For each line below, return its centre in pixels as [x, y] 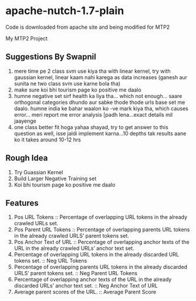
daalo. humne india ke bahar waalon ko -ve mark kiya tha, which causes [101, 108]
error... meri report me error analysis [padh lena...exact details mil [93, 114]
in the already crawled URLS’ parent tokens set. [72, 236]
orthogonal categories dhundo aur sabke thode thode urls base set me [99, 102]
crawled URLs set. [36, 224]
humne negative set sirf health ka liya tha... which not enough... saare [98, 96]
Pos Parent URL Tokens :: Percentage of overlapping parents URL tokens [102, 229]
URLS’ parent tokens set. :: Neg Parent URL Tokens [76, 273]
